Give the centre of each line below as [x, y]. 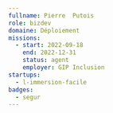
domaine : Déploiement [44, 30]
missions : [25, 38]
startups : [25, 75]
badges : [21, 90]
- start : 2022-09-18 [49, 45]
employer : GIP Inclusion [64, 68]
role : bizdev [30, 23]
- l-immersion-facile [51, 82]
